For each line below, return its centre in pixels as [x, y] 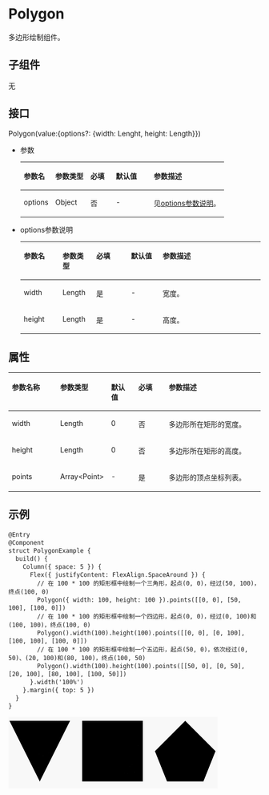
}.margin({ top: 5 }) [58, 690]
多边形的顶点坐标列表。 [207, 477]
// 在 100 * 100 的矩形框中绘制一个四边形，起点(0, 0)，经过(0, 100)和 [147, 616]
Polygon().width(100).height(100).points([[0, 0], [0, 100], [141, 633]
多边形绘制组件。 [36, 37]
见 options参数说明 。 [187, 203]
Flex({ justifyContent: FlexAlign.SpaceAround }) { [117, 574]
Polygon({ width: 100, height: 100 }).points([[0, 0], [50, [139, 600]
